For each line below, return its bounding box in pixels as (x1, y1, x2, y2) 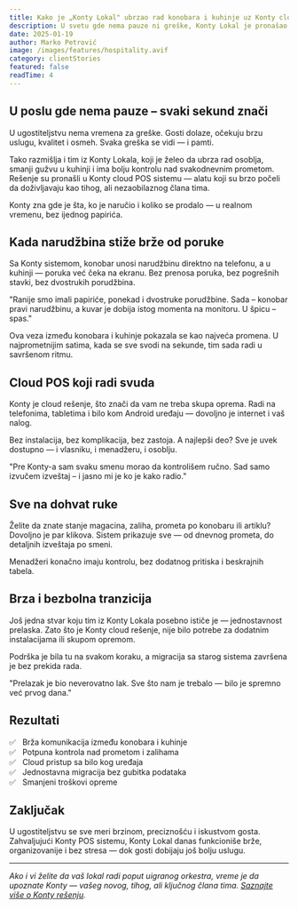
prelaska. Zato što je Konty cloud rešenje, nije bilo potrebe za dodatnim (9, 624, 270, 635)
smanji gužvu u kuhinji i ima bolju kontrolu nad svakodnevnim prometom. (9, 163, 275, 174)
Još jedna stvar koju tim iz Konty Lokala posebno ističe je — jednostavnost (9, 615, 282, 626)
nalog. (9, 418, 33, 428)
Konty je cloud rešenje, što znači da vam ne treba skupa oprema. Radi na (9, 399, 276, 410)
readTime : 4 (9, 71, 53, 80)
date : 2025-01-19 (9, 29, 74, 38)
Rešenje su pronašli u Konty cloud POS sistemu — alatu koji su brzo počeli (9, 172, 281, 183)
